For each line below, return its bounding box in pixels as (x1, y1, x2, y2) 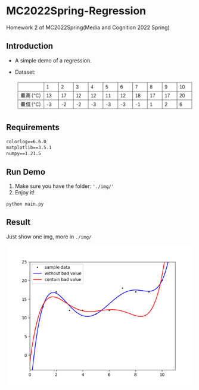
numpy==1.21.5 (6, 150, 42, 157)
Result (6, 217, 31, 227)
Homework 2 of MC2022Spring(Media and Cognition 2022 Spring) (6, 24, 170, 31)
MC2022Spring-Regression (6, 4, 147, 18)
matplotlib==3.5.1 (6, 144, 52, 151)
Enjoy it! (14, 188, 35, 196)
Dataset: (14, 68, 36, 76)
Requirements (6, 122, 60, 132)
